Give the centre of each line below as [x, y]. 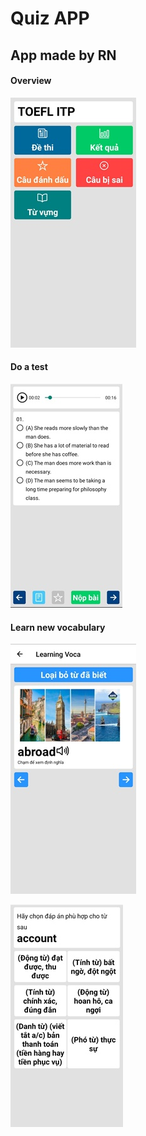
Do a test [29, 367]
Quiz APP [50, 18]
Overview [31, 81]
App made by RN [63, 55]
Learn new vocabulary [58, 627]
